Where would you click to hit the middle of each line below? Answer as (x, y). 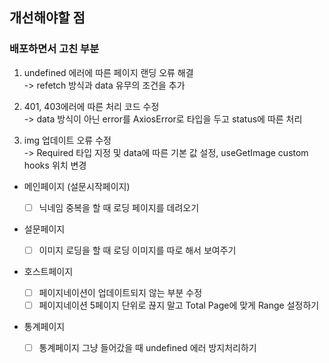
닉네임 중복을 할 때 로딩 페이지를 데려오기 (119, 207)
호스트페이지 (48, 271)
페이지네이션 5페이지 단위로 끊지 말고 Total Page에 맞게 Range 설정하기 (179, 305)
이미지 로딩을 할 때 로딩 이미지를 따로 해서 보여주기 (137, 250)
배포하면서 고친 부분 (54, 49)
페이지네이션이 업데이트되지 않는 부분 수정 (120, 292)
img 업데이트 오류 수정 (67, 140)
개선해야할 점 (47, 18)
